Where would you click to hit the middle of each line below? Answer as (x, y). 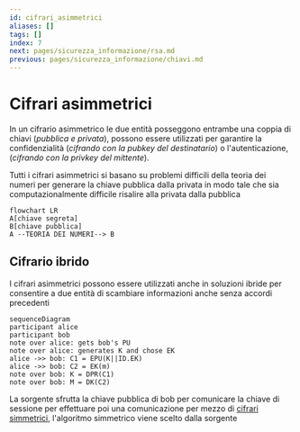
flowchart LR (34, 211)
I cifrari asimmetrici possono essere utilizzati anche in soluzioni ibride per (145, 283)
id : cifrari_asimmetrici (56, 18)
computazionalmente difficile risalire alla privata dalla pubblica (125, 193)
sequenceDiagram (40, 319)
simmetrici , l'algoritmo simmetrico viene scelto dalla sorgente (123, 418)
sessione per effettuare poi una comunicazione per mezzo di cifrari (134, 408)
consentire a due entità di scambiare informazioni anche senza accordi (141, 292)
